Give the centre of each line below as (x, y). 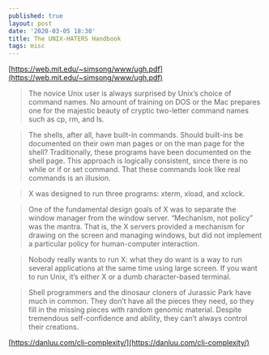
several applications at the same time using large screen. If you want (143, 268)
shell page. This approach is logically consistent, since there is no (138, 161)
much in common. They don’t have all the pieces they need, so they (141, 302)
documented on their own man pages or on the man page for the (137, 143)
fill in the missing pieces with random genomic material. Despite (135, 310)
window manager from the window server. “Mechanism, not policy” (141, 218)
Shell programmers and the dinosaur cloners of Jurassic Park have (140, 293)
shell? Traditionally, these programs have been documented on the (139, 152)
